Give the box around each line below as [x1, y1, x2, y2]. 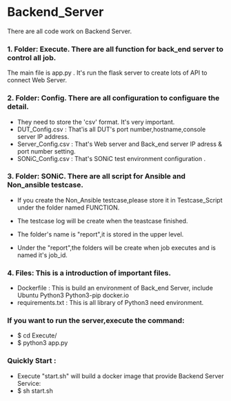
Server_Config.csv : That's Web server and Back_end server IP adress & [17, 140, 223, 148]
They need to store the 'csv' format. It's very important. [17, 118, 175, 126]
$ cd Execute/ [17, 331, 57, 339]
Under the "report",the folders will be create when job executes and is [17, 243, 216, 252]
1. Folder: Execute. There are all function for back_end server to [7, 44, 224, 54]
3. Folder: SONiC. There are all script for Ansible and [7, 171, 186, 181]
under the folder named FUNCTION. [17, 203, 120, 212]
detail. [7, 102, 29, 111]
